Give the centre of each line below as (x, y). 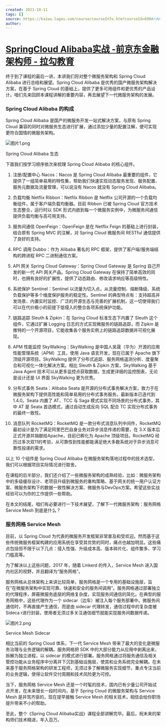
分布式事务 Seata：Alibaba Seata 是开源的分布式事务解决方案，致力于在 (86, 388)
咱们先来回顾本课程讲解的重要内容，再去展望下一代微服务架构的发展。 (85, 95)
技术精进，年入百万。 (40, 720)
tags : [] (15, 14)
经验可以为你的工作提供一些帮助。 (40, 494)
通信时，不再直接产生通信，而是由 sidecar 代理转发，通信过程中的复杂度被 (81, 606)
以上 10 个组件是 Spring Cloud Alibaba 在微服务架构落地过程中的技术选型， (81, 459)
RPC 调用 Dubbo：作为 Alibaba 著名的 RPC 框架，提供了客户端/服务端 (83, 249)
